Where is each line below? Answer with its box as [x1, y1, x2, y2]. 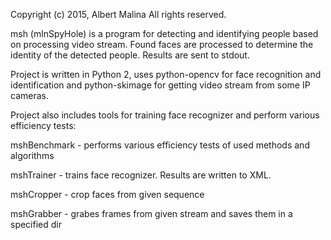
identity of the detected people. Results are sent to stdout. [10, 49, 250, 61]
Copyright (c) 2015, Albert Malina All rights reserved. [10, 9, 227, 20]
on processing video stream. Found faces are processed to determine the [10, 39, 314, 50]
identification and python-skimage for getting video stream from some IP [10, 79, 311, 91]
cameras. [10, 90, 49, 101]
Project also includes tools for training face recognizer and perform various [10, 109, 320, 121]
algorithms [10, 150, 55, 161]
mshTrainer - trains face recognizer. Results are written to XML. [10, 169, 272, 181]
